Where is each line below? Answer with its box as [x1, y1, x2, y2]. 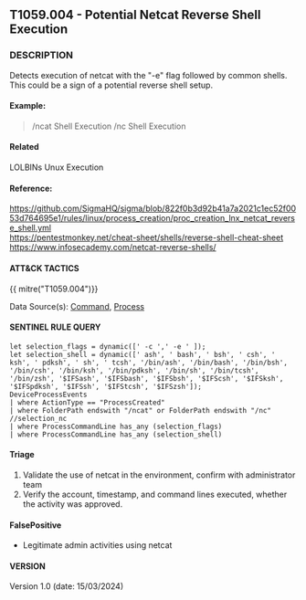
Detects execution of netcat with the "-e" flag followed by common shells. [9, 69, 288, 80]
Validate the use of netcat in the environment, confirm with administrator [22, 469, 296, 480]
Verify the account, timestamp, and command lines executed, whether [22, 489, 288, 500]
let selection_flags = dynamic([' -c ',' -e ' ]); [9, 342, 206, 351]
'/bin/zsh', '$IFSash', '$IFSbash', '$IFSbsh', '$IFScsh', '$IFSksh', [9, 374, 284, 383]
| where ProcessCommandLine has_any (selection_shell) [9, 429, 223, 439]
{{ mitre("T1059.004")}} [9, 283, 99, 294]
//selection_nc [9, 414, 68, 423]
